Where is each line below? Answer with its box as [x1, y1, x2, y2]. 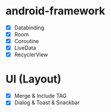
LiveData [14, 44, 36, 52]
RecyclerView [14, 51, 48, 58]
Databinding [14, 24, 45, 31]
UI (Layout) [5, 72, 61, 86]
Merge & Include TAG [14, 92, 67, 99]
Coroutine [14, 38, 39, 45]
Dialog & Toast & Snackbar [14, 99, 80, 106]
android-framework [5, 4, 106, 18]
